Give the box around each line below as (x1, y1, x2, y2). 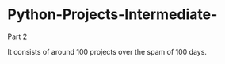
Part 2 (7, 32, 28, 41)
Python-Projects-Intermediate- (7, 6, 218, 24)
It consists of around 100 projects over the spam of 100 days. (7, 47, 208, 56)
